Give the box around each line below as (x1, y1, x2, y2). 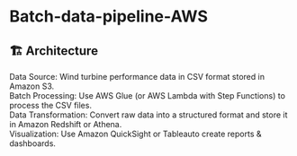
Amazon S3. (9, 81, 55, 91)
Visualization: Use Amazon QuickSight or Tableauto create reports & (9, 128, 263, 139)
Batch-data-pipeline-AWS (9, 6, 209, 27)
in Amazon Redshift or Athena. (9, 119, 122, 129)
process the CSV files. (9, 100, 93, 110)
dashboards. (9, 138, 57, 149)
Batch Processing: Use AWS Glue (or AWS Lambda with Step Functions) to (9, 91, 286, 100)
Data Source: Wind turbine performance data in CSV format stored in (9, 72, 265, 82)
